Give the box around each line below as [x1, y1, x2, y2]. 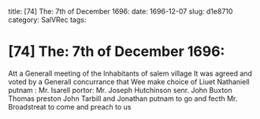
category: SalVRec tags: [8, 15, 87, 24]
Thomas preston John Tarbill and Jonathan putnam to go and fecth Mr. [8, 94, 238, 103]
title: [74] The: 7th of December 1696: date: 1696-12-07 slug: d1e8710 [8, 7, 233, 16]
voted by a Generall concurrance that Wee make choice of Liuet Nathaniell [8, 76, 250, 86]
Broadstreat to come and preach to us [8, 102, 132, 111]
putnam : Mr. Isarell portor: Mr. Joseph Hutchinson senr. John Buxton [8, 85, 232, 95]
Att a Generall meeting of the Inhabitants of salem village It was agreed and [8, 69, 252, 78]
